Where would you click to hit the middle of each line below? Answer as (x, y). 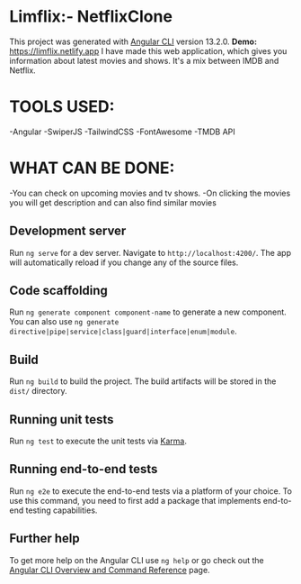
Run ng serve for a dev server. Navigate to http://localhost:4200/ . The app (150, 252)
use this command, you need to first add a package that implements (135, 500)
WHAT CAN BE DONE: (92, 168)
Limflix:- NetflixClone (91, 17)
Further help (45, 538)
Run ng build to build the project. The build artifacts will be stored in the (143, 381)
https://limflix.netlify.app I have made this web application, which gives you (148, 50)
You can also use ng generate (64, 322)
